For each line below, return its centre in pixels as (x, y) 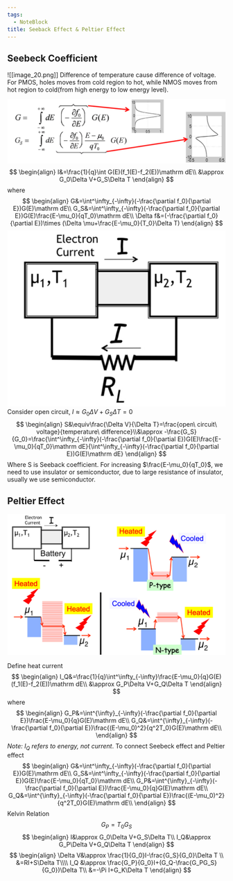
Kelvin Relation (28, 814)
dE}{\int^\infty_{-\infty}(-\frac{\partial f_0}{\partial (149, 446)
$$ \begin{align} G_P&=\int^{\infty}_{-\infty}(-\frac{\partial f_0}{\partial (116, 713)
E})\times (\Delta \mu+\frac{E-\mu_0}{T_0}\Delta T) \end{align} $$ (129, 223)
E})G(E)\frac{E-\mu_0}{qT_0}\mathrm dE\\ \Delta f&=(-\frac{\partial (110, 216)
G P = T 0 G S (116, 826)
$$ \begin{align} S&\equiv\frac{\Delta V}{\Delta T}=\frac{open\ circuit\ (116, 424)
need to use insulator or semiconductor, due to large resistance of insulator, (115, 472)
